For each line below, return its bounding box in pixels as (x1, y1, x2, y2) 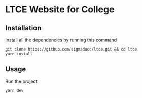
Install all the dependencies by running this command (5, 37, 117, 43)
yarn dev (5, 88, 24, 93)
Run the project (5, 78, 38, 84)
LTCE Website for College (5, 4, 115, 15)
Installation (5, 24, 42, 32)
